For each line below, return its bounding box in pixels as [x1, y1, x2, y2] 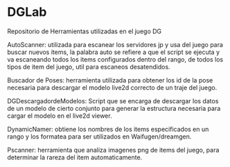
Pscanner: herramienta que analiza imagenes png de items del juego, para [7, 146, 220, 154]
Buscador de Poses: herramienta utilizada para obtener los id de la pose [7, 76, 213, 84]
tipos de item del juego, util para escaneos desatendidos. [7, 62, 171, 71]
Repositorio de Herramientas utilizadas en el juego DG [7, 27, 162, 35]
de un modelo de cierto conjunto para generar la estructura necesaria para [7, 104, 221, 112]
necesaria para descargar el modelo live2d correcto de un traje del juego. [7, 83, 218, 91]
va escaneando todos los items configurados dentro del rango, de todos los [7, 55, 224, 63]
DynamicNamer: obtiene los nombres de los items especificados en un [7, 125, 209, 133]
